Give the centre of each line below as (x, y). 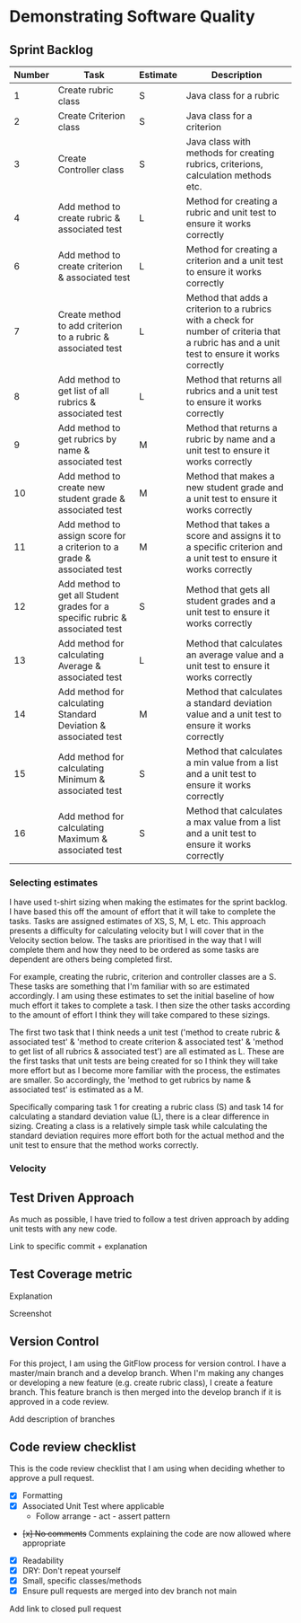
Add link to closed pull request (65, 1609)
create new (82, 487)
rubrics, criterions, (224, 164)
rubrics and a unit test (232, 391)
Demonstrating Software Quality (132, 17)
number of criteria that (233, 331)
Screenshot (30, 1313)
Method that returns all (234, 379)
